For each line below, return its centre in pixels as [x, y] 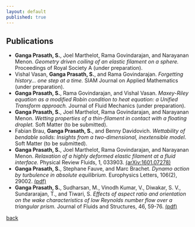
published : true [26, 17]
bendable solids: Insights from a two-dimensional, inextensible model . [100, 138]
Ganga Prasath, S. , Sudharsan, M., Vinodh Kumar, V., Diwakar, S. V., [98, 188]
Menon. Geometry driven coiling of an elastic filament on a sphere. [97, 62]
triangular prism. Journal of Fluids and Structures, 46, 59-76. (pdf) [96, 207]
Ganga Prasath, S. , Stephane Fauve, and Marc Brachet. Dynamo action [102, 169]
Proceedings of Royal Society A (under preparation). [79, 68]
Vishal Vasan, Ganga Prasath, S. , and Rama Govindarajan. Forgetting [99, 74]
